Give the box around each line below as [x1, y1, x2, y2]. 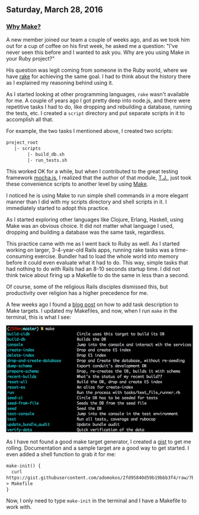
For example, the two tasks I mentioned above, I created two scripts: [6, 127, 174, 134]
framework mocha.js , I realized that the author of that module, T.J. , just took [6, 174, 191, 181]
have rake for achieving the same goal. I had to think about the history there [6, 72, 191, 80]
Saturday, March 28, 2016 [6, 5, 104, 15]
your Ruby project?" [6, 55, 55, 62]
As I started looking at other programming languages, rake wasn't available [6, 90, 190, 97]
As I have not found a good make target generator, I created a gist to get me [6, 438, 191, 445]
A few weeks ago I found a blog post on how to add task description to [6, 301, 179, 308]
